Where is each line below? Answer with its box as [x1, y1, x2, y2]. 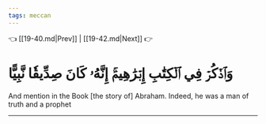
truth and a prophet [8, 100, 71, 109]
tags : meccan [8, 11, 51, 20]
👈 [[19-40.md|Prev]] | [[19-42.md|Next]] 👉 [8, 33, 153, 43]
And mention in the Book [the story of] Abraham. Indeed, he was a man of [8, 91, 249, 100]
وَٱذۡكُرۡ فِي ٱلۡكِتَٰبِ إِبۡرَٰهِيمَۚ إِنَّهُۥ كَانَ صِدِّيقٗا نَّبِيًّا [8, 64, 234, 82]
